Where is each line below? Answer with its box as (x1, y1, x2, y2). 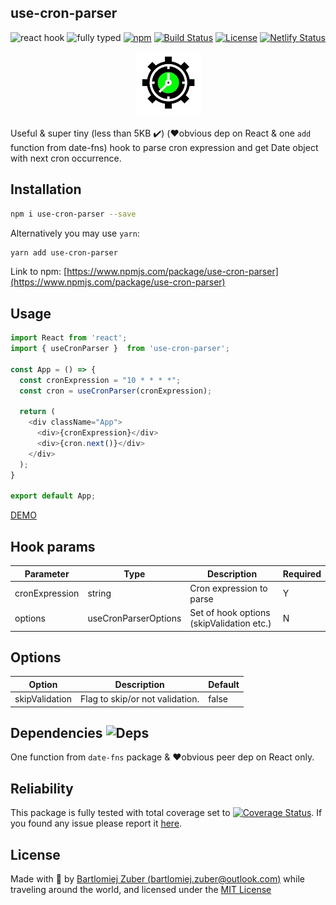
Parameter (24, 567, 70, 580)
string (87, 587, 112, 600)
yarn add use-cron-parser (10, 247, 118, 258)
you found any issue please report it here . (10, 817, 183, 830)
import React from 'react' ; (10, 333, 128, 343)
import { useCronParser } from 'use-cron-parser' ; (10, 344, 230, 354)
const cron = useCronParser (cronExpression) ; (19, 386, 213, 396)
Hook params (10, 538, 96, 555)
